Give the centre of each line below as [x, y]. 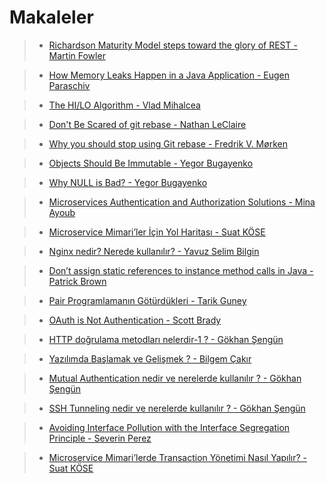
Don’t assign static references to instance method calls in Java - [181, 270]
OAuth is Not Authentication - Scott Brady [135, 320]
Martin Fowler [77, 55]
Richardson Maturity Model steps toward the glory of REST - [173, 45]
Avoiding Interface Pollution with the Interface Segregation [169, 427]
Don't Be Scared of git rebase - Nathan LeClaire [147, 124]
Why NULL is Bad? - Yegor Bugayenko [128, 182]
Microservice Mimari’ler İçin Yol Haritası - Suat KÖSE [157, 232]
